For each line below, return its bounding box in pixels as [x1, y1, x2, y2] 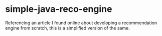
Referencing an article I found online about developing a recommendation [5, 20, 157, 26]
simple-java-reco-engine [5, 3, 112, 15]
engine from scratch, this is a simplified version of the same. [5, 25, 130, 31]
